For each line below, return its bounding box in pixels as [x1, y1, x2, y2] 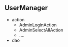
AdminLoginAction [19, 22, 57, 28]
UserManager [4, 4, 48, 12]
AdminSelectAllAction [19, 27, 64, 33]
